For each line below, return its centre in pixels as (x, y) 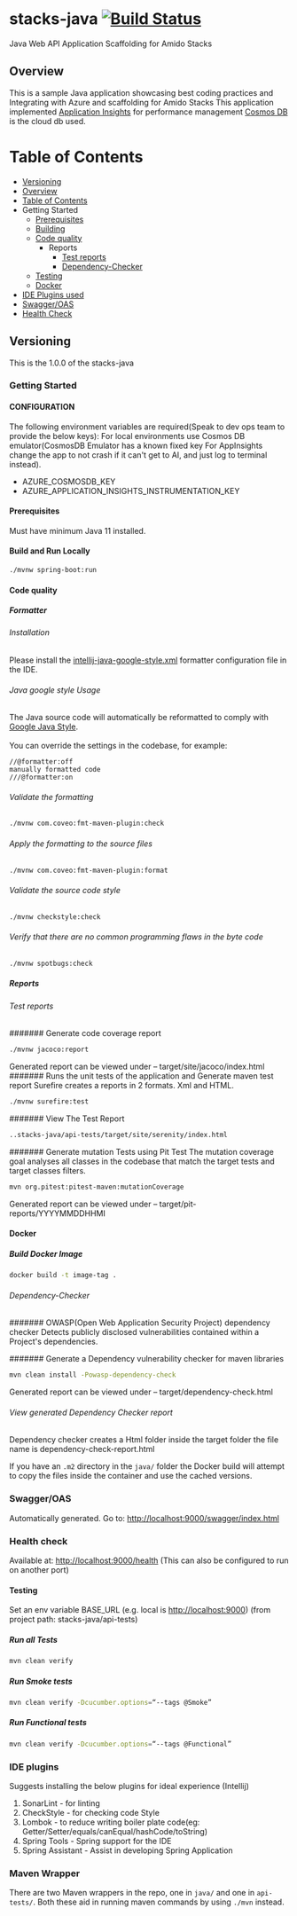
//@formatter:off (41, 762)
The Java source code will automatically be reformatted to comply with (139, 718)
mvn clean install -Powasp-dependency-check (93, 1375)
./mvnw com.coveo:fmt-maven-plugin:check (87, 824)
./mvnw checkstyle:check (55, 917)
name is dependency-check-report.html (82, 1449)
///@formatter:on (41, 777)
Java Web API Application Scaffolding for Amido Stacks (111, 43)
